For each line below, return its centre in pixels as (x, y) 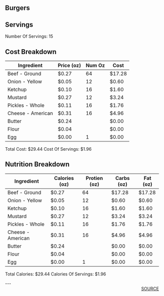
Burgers (18, 8)
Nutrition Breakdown (37, 165)
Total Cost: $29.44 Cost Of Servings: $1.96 (48, 149)
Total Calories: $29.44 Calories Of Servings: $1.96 (56, 274)
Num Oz (95, 65)
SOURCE (150, 288)
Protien (94, 178)
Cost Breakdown (31, 51)
